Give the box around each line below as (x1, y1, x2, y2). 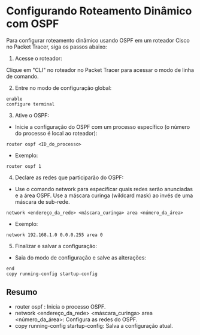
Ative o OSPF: (14, 111, 50, 119)
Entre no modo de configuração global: (14, 84, 112, 91)
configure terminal (6, 101, 55, 107)
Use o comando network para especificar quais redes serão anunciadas (14, 185, 193, 192)
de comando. (6, 73, 39, 80)
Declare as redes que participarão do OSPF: (14, 174, 124, 181)
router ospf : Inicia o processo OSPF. (14, 303, 106, 310)
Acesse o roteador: (14, 55, 63, 62)
